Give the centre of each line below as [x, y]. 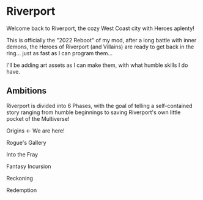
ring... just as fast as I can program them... [60, 53]
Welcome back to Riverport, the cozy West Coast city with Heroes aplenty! [100, 28]
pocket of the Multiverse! [38, 118]
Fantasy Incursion [29, 166]
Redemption [22, 190]
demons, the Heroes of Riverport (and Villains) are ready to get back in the [100, 47]
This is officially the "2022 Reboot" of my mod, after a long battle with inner [102, 40]
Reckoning [20, 178]
